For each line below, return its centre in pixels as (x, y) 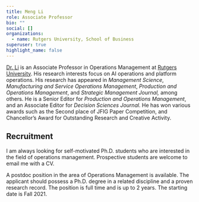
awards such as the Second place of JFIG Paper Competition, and (87, 111)
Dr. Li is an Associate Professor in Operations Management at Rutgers (91, 67)
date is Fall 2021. (27, 194)
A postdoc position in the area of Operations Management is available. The (98, 175)
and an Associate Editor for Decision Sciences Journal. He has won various (98, 105)
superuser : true (26, 45)
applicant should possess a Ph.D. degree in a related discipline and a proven (99, 181)
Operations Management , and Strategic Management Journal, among (92, 92)
